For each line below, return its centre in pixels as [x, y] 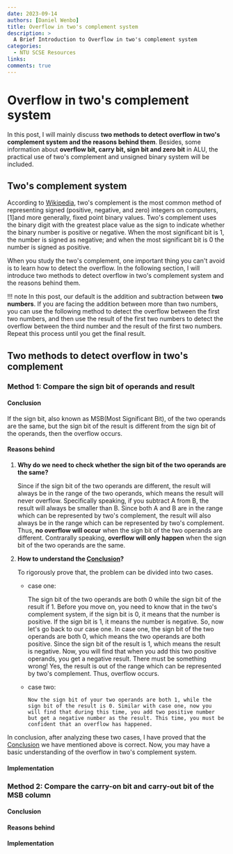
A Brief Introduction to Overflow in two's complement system [105, 40]
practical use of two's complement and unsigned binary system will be [109, 156]
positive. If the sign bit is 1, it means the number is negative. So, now [126, 621]
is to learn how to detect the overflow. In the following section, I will [104, 268]
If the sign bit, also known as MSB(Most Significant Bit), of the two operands [116, 418]
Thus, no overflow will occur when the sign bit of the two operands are [120, 531]
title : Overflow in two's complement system [73, 27]
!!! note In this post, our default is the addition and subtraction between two [115, 297]
